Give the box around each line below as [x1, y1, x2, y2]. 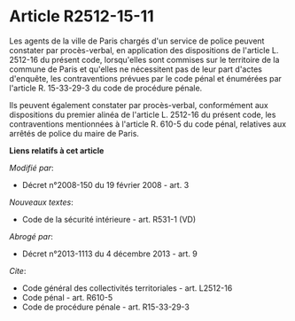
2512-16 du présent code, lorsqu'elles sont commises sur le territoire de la [9, 54, 280, 65]
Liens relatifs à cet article [9, 145, 105, 156]
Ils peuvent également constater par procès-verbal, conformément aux [9, 99, 268, 110]
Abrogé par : [9, 231, 53, 241]
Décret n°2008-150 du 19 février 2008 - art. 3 [21, 179, 190, 190]
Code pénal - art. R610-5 [21, 292, 113, 302]
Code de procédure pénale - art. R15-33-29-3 [21, 301, 190, 312]
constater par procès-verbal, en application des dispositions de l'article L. [9, 44, 279, 55]
